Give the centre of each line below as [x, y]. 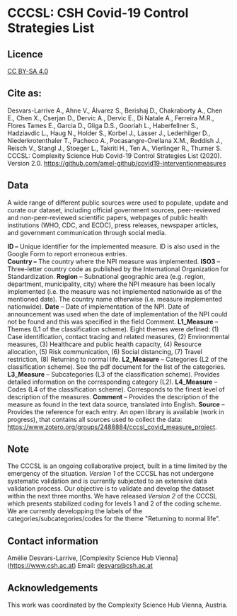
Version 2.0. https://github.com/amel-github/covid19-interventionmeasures [117, 163]
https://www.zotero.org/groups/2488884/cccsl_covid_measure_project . [112, 427]
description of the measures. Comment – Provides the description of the [113, 397]
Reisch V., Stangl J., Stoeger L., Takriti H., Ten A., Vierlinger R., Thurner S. [115, 148]
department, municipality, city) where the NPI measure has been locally [111, 284]
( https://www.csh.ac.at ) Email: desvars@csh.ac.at [80, 566]
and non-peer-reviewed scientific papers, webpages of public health [108, 217]
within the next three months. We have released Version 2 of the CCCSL [112, 496]
